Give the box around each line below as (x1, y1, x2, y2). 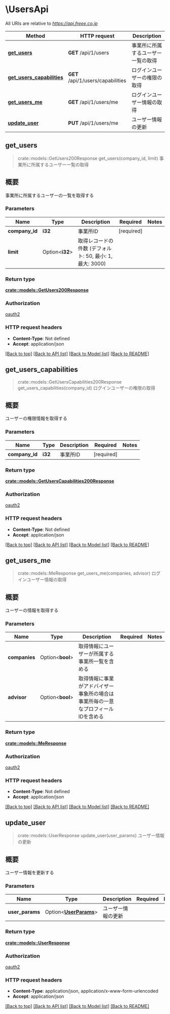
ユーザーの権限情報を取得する (5, 416, 67, 422)
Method (26, 32, 46, 39)
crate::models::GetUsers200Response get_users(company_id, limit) (17, 155, 158, 161)
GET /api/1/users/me (68, 98, 118, 105)
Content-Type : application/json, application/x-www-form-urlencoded (12, 988, 158, 994)
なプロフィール (78, 705, 114, 712)
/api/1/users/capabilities (68, 77, 126, 84)
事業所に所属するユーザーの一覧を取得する (5, 192, 94, 198)
